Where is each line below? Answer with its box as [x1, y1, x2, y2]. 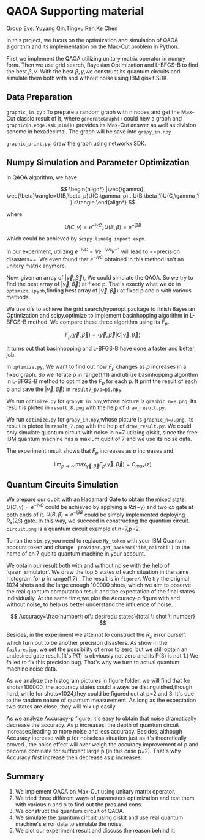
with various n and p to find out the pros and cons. [15, 800, 143, 808]
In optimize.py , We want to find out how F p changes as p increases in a [6, 363, 187, 371]
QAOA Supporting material [6, 4, 144, 18]
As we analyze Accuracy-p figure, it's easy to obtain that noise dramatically [6, 715, 197, 723]
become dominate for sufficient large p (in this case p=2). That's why [6, 748, 181, 755]
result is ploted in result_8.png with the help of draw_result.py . [6, 404, 166, 411]
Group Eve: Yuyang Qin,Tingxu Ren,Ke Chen [6, 24, 118, 32]
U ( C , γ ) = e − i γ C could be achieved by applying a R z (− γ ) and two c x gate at [6, 502, 194, 510]
